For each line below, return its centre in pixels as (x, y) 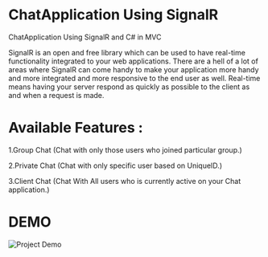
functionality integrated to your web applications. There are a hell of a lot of (134, 61)
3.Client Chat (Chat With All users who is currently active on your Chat (125, 181)
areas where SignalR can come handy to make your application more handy (134, 69)
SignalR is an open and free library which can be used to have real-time (127, 52)
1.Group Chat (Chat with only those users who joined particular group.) (126, 149)
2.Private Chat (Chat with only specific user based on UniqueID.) (115, 165)
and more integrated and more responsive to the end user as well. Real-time (134, 78)
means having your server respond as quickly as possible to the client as (129, 87)
